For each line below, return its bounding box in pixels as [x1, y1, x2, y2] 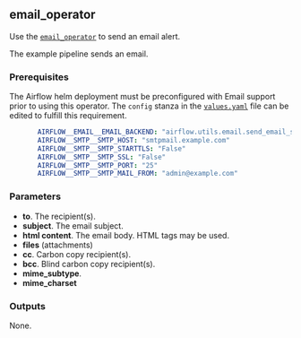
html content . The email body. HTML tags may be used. [21, 230, 230, 240]
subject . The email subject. [21, 220, 124, 231]
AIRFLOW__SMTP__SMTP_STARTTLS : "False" [37, 143, 186, 153]
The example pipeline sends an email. [9, 48, 149, 59]
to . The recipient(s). [21, 211, 96, 221]
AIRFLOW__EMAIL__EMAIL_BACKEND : [37, 127, 159, 137]
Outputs [9, 299, 47, 312]
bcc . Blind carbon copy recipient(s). [21, 258, 156, 269]
